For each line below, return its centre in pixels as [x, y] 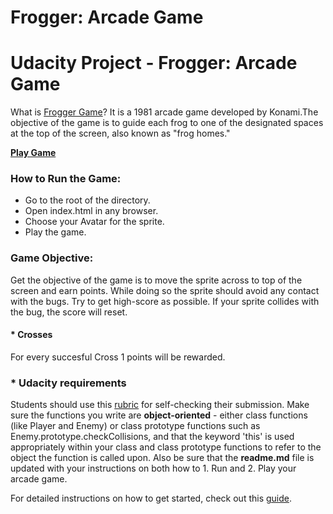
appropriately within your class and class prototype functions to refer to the [166, 447]
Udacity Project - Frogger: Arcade [154, 63]
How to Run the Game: [66, 179]
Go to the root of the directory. [87, 200]
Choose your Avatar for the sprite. [94, 222]
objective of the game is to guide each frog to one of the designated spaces [167, 123]
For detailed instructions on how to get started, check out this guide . [151, 498]
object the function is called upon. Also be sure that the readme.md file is [162, 458]
